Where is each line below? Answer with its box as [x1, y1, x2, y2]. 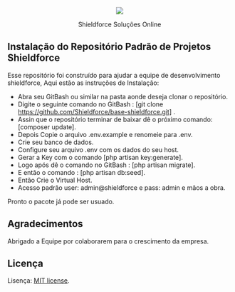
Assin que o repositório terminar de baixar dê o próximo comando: [17, 115, 213, 124]
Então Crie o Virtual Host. [17, 176, 93, 184]
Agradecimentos [7, 218, 83, 230]
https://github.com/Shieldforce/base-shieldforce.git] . [17, 107, 176, 116]
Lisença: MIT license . [7, 276, 70, 285]
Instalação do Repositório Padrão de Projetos [7, 41, 211, 53]
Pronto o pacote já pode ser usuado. [7, 197, 115, 206]
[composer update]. [17, 122, 77, 131]
